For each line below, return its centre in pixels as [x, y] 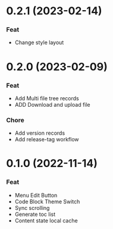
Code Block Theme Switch [47, 202]
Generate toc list [35, 214]
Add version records [40, 133]
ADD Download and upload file [52, 104]
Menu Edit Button [36, 195]
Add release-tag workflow [47, 140]
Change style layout [39, 42]
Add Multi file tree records [47, 98]
